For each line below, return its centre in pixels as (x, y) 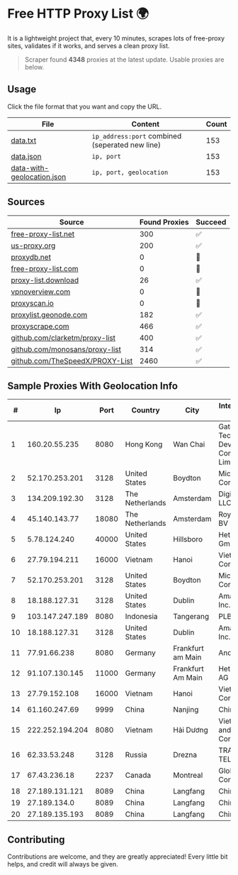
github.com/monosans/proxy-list (66, 349)
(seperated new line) (126, 145)
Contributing (36, 839)
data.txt (24, 141)
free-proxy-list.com (45, 268)
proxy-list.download (45, 280)
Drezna (185, 755)
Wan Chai (189, 444)
